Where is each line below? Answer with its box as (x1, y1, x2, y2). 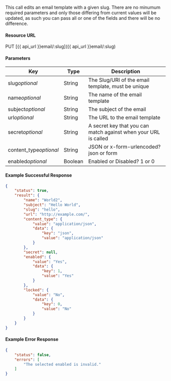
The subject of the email (88, 106, 147, 113)
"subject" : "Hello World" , (23, 202, 81, 208)
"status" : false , (14, 352, 51, 358)
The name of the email (88, 91, 142, 98)
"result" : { (14, 193, 40, 198)
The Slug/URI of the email (88, 76, 150, 83)
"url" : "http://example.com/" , (23, 212, 90, 217)
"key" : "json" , (41, 231, 74, 236)
